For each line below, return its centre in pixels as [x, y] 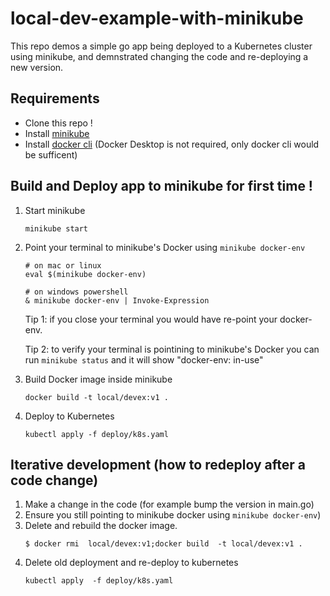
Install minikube [57, 133]
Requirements [55, 98]
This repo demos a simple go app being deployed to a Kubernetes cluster [161, 46]
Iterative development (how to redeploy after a [158, 464]
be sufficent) [51, 154]
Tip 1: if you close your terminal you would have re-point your [151, 319]
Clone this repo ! [58, 123]
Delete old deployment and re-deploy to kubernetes [131, 563]
